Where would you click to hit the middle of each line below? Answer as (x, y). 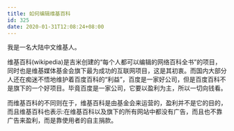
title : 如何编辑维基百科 (39, 14)
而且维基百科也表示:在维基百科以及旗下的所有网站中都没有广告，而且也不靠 (115, 111)
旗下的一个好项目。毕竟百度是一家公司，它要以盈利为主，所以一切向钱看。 (120, 88)
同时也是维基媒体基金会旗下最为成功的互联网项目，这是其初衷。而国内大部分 (117, 71)
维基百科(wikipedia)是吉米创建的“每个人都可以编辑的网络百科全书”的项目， (114, 62)
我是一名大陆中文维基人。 (44, 47)
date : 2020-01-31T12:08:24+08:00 (56, 26)
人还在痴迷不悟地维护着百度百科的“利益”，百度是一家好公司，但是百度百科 (114, 79)
